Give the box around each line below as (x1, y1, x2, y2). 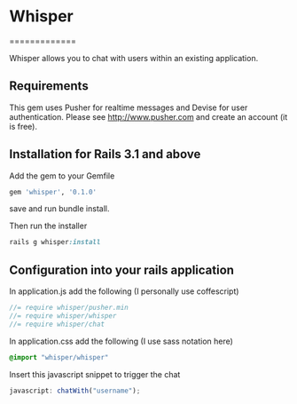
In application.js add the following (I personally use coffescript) (9, 286, 239, 297)
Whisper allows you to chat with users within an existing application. (9, 52, 259, 63)
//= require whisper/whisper (9, 312, 117, 321)
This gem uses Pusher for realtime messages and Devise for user (9, 102, 248, 113)
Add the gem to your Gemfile (9, 170, 115, 181)
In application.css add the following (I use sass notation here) (9, 336, 233, 346)
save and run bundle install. (9, 203, 110, 214)
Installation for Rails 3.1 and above (9, 147, 201, 162)
